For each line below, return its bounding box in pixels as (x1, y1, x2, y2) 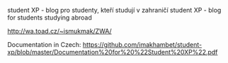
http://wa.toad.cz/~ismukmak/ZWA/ (7, 27, 112, 35)
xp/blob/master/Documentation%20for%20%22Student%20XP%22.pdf (7, 48, 218, 56)
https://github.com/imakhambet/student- (82, 41, 203, 48)
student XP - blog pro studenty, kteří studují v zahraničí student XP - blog (7, 6, 222, 14)
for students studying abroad (7, 13, 92, 22)
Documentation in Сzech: (7, 41, 81, 48)
